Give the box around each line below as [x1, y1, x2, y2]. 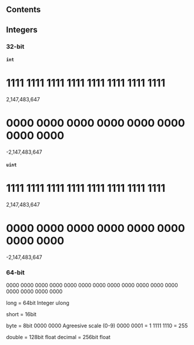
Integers [6, 25, 38, 35]
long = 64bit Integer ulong [6, 299, 69, 306]
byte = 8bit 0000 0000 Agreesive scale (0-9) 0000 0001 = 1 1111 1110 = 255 [6, 322, 188, 329]
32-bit [6, 42, 25, 51]
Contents [6, 5, 41, 15]
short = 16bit [6, 310, 37, 317]
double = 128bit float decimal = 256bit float [6, 333, 111, 340]
